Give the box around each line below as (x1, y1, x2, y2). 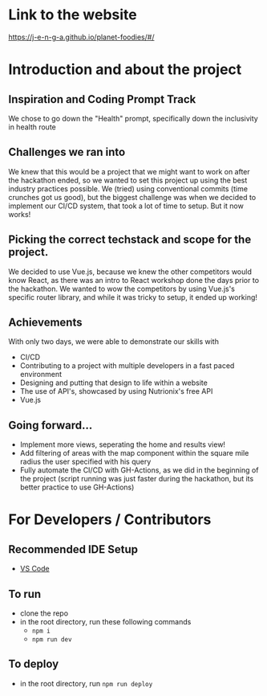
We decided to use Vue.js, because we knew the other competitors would (8, 267, 253, 276)
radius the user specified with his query (19, 456, 152, 467)
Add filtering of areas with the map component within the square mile (19, 448, 249, 458)
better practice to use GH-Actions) (19, 482, 135, 492)
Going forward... (8, 418, 93, 432)
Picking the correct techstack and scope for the (8, 233, 252, 247)
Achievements (8, 315, 83, 329)
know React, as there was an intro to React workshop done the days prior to (8, 275, 259, 285)
